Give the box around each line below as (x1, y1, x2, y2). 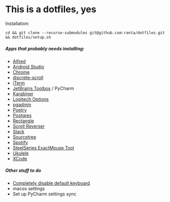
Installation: (5, 20, 30, 26)
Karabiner (12, 91, 34, 97)
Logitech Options (12, 96, 49, 102)
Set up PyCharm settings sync (12, 191, 76, 197)
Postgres (12, 112, 32, 118)
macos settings (12, 185, 45, 191)
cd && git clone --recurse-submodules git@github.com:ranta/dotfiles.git (5, 30, 165, 35)
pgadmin (12, 101, 32, 107)
